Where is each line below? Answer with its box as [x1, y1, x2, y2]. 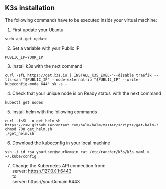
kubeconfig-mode [5, 81, 39, 86]
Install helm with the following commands [12, 109, 97, 115]
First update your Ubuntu [12, 27, 64, 33]
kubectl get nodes [5, 100, 43, 105]
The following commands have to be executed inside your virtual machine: [5, 17, 157, 23]
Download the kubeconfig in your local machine [12, 140, 110, 146]
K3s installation [5, 4, 55, 12]
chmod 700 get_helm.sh [5, 126, 52, 132]
